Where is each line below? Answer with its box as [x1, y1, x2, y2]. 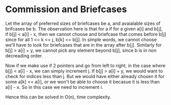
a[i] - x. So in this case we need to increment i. [5, 84, 104, 90]
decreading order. [5, 52, 43, 59]
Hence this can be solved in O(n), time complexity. [5, 94, 111, 100]
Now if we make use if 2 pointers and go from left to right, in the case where [5, 62, 166, 68]
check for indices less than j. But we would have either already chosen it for [5, 73, 165, 79]
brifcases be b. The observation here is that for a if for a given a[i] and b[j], [5, 25, 163, 31]
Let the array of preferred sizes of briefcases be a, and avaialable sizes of [5, 20, 161, 26]
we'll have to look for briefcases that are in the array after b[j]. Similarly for [5, 42, 162, 48]
